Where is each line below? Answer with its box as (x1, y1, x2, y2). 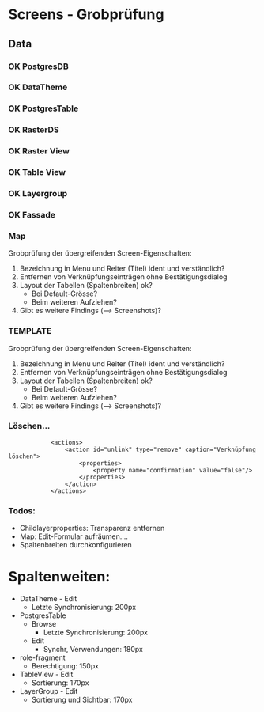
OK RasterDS (8, 124, 59, 135)
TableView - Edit (19, 670, 74, 680)
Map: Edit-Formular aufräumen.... (19, 532, 129, 541)
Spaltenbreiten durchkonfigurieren (19, 540, 132, 550)
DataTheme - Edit (19, 594, 77, 604)
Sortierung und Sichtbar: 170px (31, 695, 133, 705)
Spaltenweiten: (8, 568, 111, 586)
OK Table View (8, 167, 66, 178)
